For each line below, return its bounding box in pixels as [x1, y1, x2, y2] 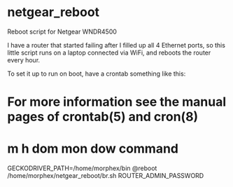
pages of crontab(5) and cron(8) [7, 109, 199, 125]
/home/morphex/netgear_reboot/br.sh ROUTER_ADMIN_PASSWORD [7, 172, 204, 180]
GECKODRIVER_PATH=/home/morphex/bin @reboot [7, 164, 157, 172]
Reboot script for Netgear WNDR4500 [7, 27, 118, 36]
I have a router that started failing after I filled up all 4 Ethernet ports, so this [7, 41, 226, 49]
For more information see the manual [7, 94, 227, 110]
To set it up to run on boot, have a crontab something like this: [7, 69, 186, 78]
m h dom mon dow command [7, 141, 179, 157]
